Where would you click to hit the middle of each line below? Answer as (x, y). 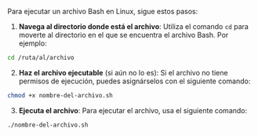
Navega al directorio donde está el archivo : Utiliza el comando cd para (133, 26)
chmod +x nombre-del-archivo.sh (60, 95)
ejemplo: (33, 43)
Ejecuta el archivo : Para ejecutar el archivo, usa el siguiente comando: (133, 110)
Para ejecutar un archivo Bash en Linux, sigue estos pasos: (103, 11)
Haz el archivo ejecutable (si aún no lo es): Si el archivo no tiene (123, 72)
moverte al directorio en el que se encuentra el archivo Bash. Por (124, 35)
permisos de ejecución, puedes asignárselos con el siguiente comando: (134, 81)
